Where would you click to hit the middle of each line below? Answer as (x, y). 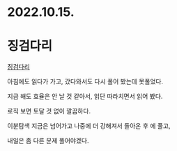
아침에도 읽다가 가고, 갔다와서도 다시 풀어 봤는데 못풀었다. (85, 81)
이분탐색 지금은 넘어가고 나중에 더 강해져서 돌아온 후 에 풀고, (89, 126)
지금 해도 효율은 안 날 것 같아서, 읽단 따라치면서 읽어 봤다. (85, 96)
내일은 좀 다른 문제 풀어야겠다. (48, 141)
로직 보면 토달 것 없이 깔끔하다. (49, 111)
